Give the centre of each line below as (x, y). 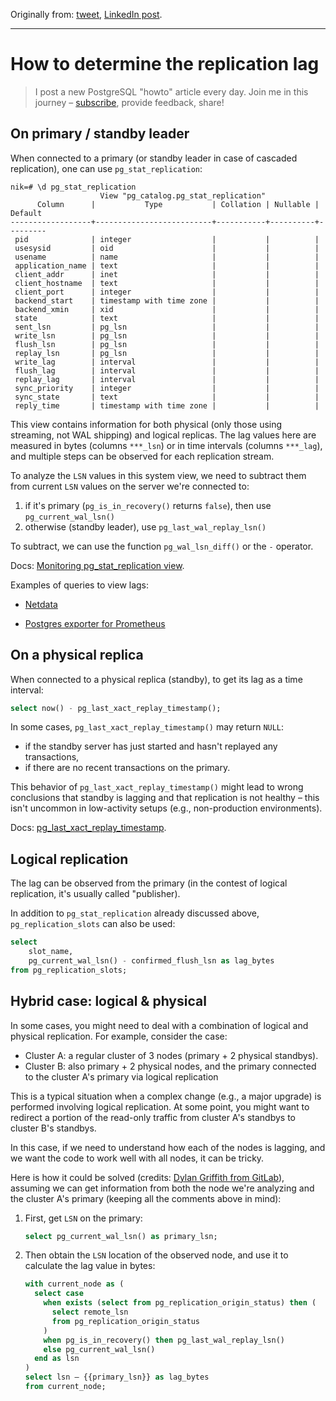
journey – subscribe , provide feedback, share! (129, 102)
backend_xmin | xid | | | (167, 309)
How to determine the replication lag (165, 64)
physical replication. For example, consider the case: (119, 1036)
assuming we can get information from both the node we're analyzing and (162, 1188)
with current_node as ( (74, 1284)
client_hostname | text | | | (167, 283)
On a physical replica (77, 655)
